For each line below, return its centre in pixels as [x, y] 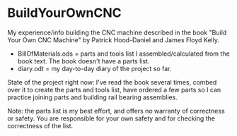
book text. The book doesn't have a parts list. [83, 61]
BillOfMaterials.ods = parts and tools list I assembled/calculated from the [123, 54]
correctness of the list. [40, 125]
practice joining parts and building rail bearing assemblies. [93, 97]
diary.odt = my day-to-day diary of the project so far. [94, 68]
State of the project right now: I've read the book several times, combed [112, 82]
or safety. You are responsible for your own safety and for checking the [111, 118]
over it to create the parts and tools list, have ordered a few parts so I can [114, 89]
